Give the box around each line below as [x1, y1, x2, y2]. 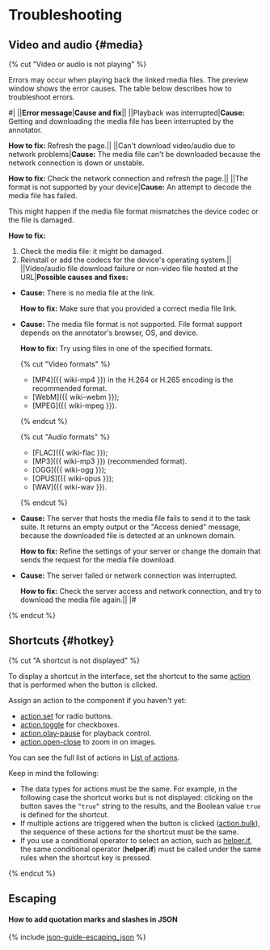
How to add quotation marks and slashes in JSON [8, 914, 178, 924]
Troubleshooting [8, 6, 123, 24]
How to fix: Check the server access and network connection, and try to [19, 587, 262, 596]
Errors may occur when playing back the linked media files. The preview [8, 75, 249, 84]
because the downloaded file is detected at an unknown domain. [19, 531, 236, 540]
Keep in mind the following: [8, 768, 99, 778]
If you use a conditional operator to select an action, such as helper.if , [19, 835, 253, 845]
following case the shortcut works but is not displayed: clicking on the [19, 792, 253, 802]
